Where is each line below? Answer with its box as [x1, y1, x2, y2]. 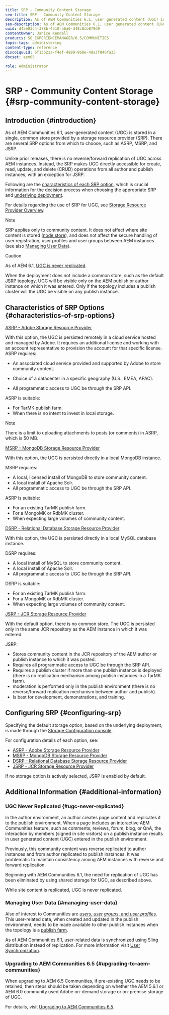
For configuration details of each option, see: [5, 737, 99, 743]
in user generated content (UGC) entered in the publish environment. [5, 835, 148, 842]
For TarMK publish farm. [12, 405, 63, 411]
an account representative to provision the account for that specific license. [5, 345, 162, 351]
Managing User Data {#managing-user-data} [5, 899, 118, 906]
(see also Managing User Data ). [5, 243, 71, 249]
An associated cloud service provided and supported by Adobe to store [12, 360, 161, 367]
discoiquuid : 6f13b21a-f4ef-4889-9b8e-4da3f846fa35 [5, 50, 116, 55]
